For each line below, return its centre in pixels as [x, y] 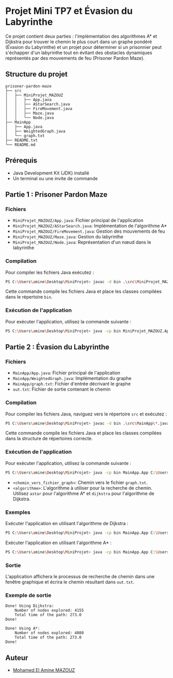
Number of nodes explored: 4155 [49, 611]
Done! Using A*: [23, 629]
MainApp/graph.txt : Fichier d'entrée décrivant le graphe [72, 384]
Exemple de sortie [28, 595]
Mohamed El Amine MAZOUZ [44, 670]
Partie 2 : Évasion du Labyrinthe [57, 347]
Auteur [17, 658]
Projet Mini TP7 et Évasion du [69, 11]
